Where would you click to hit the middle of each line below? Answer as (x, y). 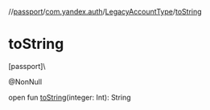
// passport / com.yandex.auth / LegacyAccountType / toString (105, 12)
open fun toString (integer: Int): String (70, 97)
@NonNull (25, 81)
